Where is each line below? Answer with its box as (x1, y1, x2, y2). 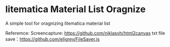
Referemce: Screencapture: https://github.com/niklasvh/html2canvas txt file (5, 30, 165, 36)
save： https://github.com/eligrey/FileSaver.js (5, 36, 100, 42)
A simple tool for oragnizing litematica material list (5, 20, 111, 26)
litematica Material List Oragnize (5, 4, 146, 15)
